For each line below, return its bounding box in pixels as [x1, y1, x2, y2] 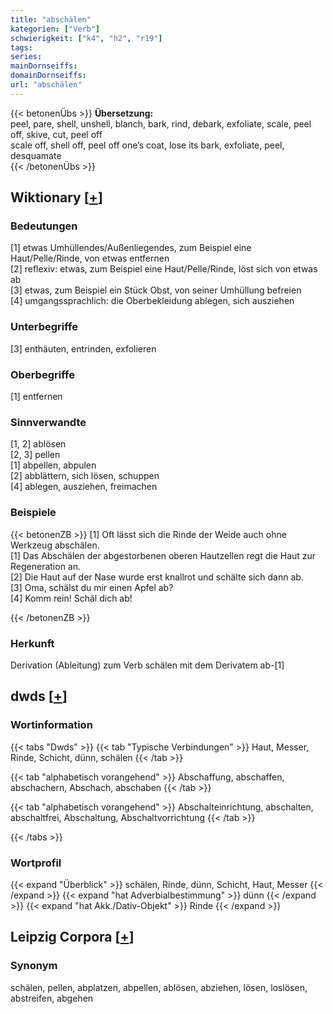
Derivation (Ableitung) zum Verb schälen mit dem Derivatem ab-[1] [10, 659, 285, 671]
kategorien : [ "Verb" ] [10, 24, 101, 34]
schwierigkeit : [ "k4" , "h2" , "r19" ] [10, 33, 163, 43]
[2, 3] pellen [10, 449, 61, 461]
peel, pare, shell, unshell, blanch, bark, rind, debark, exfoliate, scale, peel [10, 117, 312, 130]
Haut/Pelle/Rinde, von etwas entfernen [10, 252, 170, 265]
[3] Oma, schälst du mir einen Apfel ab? [10, 581, 174, 593]
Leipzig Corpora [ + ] [10, 929, 135, 946]
